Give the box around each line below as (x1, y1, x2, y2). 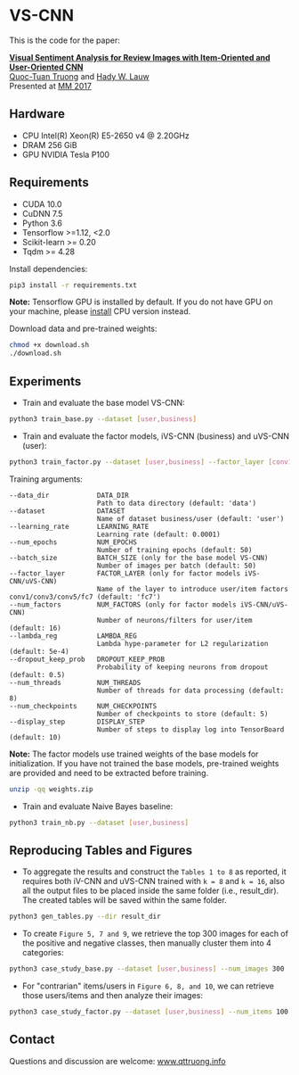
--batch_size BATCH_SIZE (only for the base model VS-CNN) (9, 553, 269, 562)
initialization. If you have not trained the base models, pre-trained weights (9, 757, 279, 768)
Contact (9, 1032, 55, 1047)
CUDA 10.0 (21, 198, 62, 210)
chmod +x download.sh (9, 341, 90, 350)
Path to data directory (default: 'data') (96, 499, 256, 508)
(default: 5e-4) (9, 647, 69, 656)
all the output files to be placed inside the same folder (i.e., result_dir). (21, 885, 279, 897)
